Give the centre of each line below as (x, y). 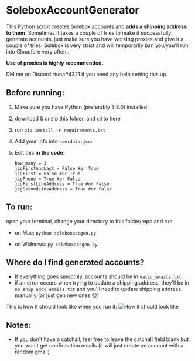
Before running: (35, 93)
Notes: (18, 325)
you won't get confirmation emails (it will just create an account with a (99, 346)
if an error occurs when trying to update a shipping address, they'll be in (102, 283)
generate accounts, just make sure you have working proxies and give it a (95, 39)
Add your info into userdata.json (54, 141)
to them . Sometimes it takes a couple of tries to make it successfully (89, 32)
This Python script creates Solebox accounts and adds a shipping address (97, 26)
